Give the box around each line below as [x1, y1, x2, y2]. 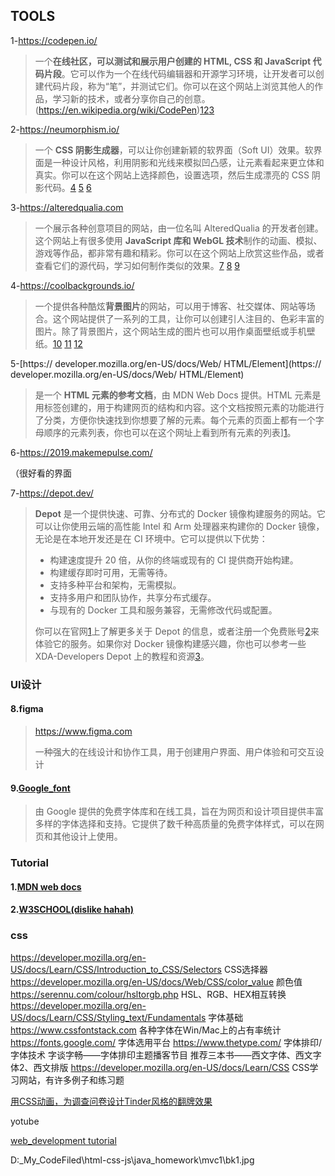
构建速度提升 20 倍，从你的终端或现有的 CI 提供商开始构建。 [49, 554, 299, 566]
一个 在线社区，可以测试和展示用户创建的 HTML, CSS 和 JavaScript [34, 55, 312, 67]
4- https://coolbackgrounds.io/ [10, 279, 135, 291]
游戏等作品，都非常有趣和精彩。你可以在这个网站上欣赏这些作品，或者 [34, 247, 325, 259]
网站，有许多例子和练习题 [18, 1074, 125, 1086]
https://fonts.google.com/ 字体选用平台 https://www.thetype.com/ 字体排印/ [10, 1036, 323, 1048]
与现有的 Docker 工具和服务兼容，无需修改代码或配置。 [49, 604, 278, 616]
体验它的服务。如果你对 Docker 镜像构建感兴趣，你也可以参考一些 [34, 637, 307, 649]
